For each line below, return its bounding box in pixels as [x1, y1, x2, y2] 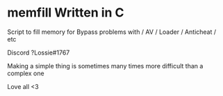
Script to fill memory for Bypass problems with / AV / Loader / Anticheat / [7, 28, 217, 36]
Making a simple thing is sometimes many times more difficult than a [7, 61, 204, 70]
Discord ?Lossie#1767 [7, 48, 70, 57]
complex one [7, 69, 44, 77]
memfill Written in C [7, 5, 124, 21]
